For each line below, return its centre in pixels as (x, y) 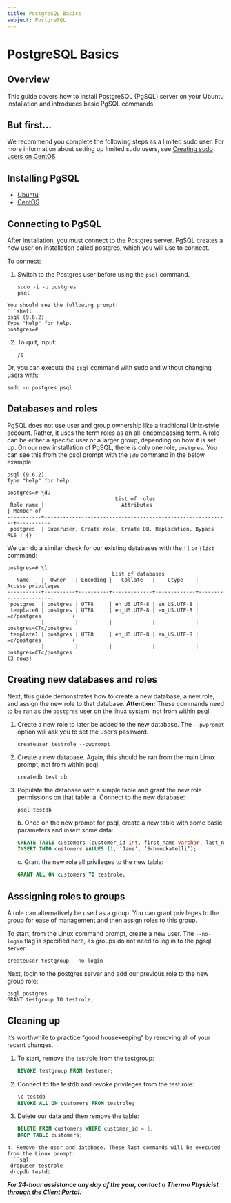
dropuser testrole (37, 1166)
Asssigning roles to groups (66, 896)
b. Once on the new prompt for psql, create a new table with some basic (120, 823)
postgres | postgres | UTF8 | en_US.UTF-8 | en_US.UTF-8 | (104, 604)
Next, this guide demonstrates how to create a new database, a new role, (111, 696)
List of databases (139, 574)
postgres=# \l (28, 568)
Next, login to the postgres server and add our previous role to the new (108, 974)
